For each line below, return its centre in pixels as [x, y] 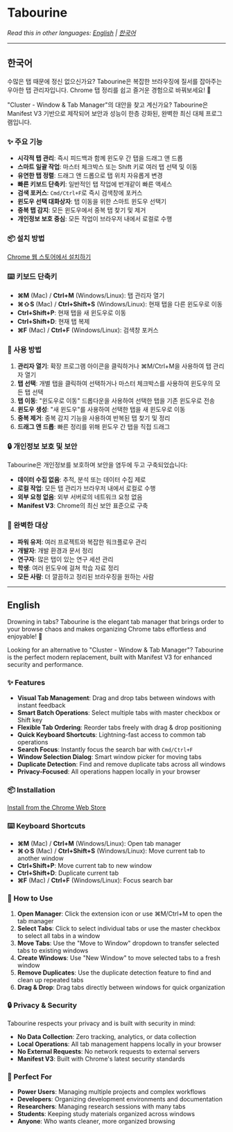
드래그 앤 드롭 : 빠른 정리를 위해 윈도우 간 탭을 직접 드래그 [94, 426]
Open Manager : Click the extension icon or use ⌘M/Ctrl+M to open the [120, 914]
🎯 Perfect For [30, 1077]
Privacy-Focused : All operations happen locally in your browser [109, 772]
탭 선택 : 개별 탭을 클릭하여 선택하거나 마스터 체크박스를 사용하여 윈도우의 [115, 383]
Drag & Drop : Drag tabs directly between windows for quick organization [121, 987]
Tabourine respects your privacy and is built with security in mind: [102, 1023]
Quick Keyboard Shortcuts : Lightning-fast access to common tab [111, 734]
